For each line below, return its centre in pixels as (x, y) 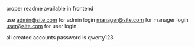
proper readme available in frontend (50, 9)
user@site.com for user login (41, 26)
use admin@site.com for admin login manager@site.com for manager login (97, 20)
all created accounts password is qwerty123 (60, 37)
